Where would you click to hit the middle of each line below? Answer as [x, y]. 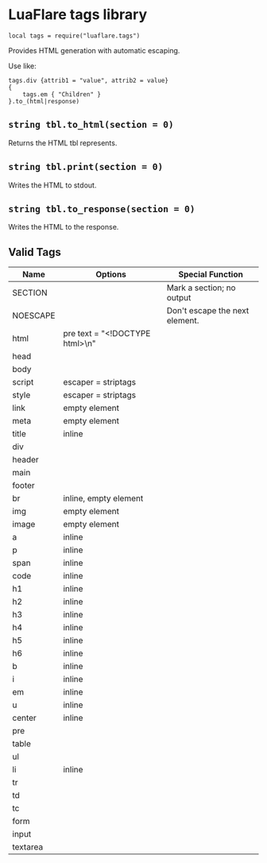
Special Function [211, 274]
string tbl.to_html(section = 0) [91, 125]
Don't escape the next [208, 311]
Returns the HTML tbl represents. [63, 143]
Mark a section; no [201, 288]
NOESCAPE [34, 315]
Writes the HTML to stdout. [52, 185]
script [23, 382]
